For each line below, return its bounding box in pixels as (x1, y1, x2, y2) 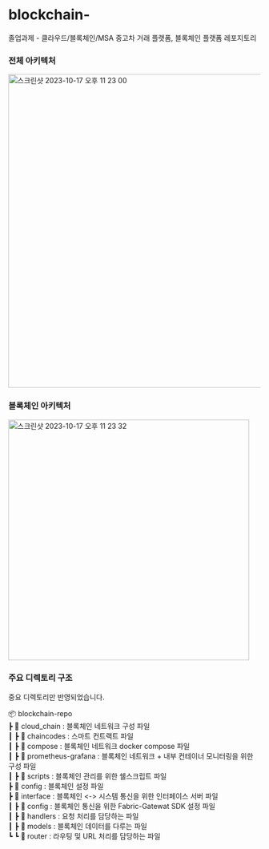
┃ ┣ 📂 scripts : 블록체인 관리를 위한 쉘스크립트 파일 (8, 771, 167, 781)
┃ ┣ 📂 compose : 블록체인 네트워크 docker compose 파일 (8, 741, 191, 751)
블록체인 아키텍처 (8, 400, 71, 411)
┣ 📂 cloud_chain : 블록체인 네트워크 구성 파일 (8, 721, 151, 731)
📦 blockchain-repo (8, 708, 73, 718)
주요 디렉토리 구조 (8, 672, 74, 683)
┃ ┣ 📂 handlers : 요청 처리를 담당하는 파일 (8, 811, 139, 821)
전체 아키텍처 (8, 54, 56, 66)
